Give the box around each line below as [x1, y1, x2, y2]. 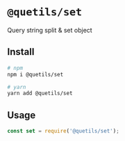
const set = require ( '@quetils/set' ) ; [7, 128, 119, 135]
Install [7, 46, 35, 58]
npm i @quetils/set [7, 71, 64, 78]
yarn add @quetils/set [7, 90, 73, 97]
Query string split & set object [7, 26, 92, 34]
